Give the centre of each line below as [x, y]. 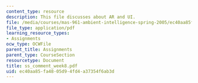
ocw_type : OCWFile [29, 44]
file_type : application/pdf [41, 28]
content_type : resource [35, 11]
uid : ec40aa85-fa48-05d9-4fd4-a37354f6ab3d [60, 71]
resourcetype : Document [35, 60]
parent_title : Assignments [39, 50]
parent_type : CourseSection [41, 55]
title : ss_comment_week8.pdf [42, 66]
